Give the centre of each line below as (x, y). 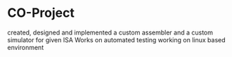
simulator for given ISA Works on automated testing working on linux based (117, 39)
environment (26, 47)
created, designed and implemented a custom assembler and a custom (110, 32)
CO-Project (41, 13)
